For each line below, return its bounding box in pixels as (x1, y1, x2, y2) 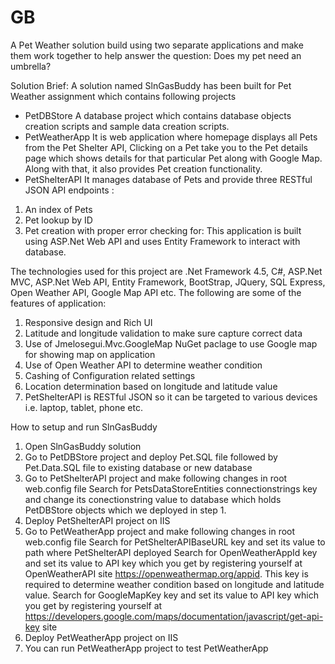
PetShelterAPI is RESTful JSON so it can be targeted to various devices (24, 391, 318, 403)
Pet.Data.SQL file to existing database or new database (24, 461, 253, 473)
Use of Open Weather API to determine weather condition (24, 359, 263, 371)
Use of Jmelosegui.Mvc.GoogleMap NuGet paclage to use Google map (24, 337, 318, 350)
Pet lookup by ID (24, 214, 93, 226)
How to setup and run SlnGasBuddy (10, 421, 158, 433)
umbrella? (10, 60, 52, 72)
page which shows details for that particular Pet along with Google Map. (24, 152, 323, 164)
